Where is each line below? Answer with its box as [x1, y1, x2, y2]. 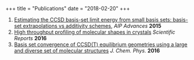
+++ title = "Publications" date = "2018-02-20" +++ [5, 5, 130, 12]
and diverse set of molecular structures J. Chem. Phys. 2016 [13, 47, 160, 54]
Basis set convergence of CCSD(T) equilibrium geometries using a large [13, 41, 188, 48]
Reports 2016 [13, 35, 47, 41]
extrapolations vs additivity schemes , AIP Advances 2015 [22, 23, 162, 29]
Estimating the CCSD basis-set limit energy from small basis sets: [13, 16, 172, 23]
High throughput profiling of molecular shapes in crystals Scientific [13, 29, 176, 36]
